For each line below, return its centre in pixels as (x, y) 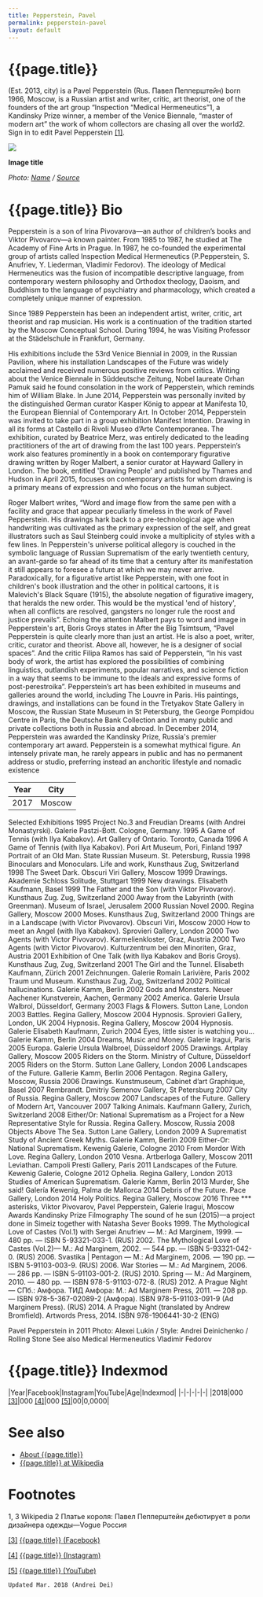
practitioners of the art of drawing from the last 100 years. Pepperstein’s (124, 446)
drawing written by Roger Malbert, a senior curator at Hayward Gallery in (126, 463)
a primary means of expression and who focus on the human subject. (121, 488)
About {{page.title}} (51, 1455)
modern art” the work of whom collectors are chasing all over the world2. (127, 124)
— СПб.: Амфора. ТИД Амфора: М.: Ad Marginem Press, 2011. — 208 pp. (128, 1290)
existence (24, 770)
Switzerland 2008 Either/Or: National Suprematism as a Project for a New (126, 1115)
